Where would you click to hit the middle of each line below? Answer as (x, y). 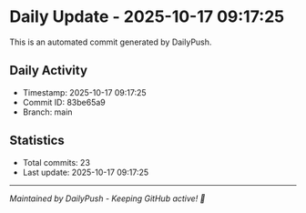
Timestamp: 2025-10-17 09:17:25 (85, 92)
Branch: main (47, 112)
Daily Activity (49, 71)
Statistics (37, 141)
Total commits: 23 (56, 162)
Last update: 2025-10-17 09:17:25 (86, 172)
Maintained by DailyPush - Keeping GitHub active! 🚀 (107, 198)
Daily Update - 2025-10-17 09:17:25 (147, 17)
